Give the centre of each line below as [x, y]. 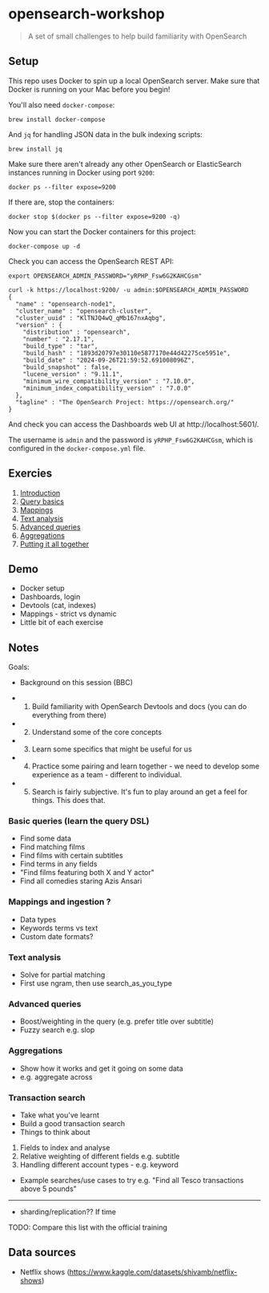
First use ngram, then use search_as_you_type [96, 983]
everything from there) [69, 715]
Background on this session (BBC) [76, 683]
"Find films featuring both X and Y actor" [87, 873]
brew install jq [35, 149]
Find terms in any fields [58, 864]
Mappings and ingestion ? [60, 902]
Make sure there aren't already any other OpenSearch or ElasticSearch [125, 164]
